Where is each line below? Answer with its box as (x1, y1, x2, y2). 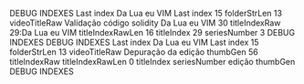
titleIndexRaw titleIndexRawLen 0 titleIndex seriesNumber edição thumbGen (9, 57, 296, 67)
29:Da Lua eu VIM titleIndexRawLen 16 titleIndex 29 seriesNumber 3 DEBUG (9, 27, 295, 37)
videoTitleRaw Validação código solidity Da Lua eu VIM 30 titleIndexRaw (9, 17, 281, 28)
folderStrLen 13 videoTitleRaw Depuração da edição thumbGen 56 (9, 47, 258, 58)
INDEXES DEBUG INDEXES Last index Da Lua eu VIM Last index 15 (9, 37, 259, 47)
